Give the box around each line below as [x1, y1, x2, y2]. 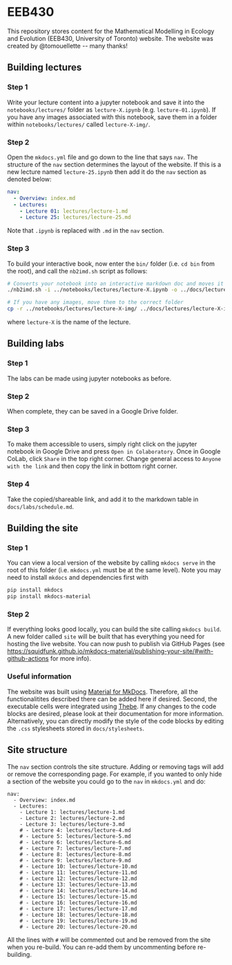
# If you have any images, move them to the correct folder [7, 299, 184, 306]
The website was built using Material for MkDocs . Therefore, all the [7, 688, 198, 696]
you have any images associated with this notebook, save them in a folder [7, 113, 217, 121]
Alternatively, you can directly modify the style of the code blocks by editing [7, 717, 224, 725]
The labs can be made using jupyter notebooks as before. [7, 374, 171, 382]
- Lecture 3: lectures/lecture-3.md [19, 821, 126, 828]
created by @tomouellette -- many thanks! [7, 41, 128, 50]
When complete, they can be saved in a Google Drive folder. [7, 407, 178, 416]
